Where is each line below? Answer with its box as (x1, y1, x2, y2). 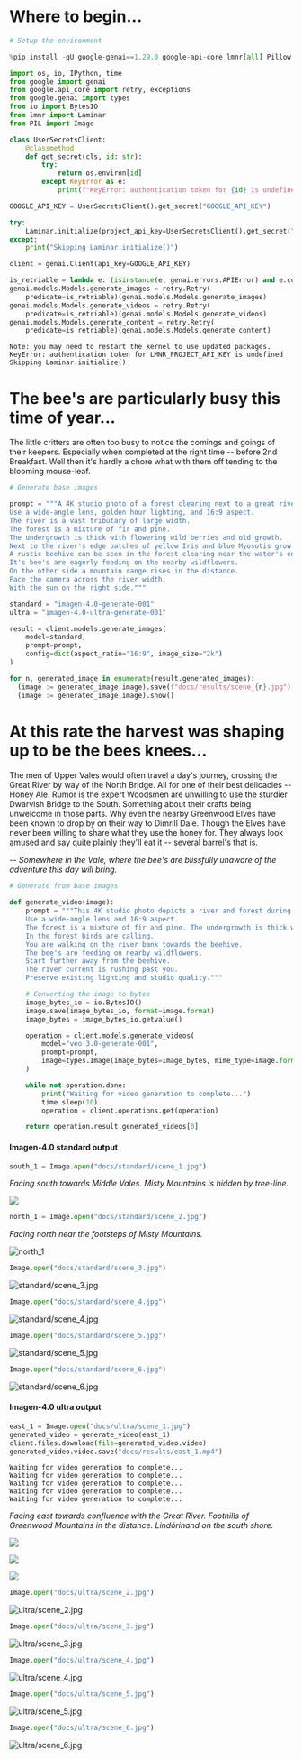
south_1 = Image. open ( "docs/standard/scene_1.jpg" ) (9, 1161, 207, 1171)
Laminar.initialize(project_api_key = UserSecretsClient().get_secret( (25, 226, 292, 235)
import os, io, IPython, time (9, 69, 123, 78)
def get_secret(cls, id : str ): (25, 151, 143, 161)
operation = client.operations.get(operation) (41, 1106, 219, 1115)
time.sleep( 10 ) (41, 1097, 99, 1106)
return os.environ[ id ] (57, 169, 143, 178)
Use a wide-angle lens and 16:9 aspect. (25, 915, 179, 924)
